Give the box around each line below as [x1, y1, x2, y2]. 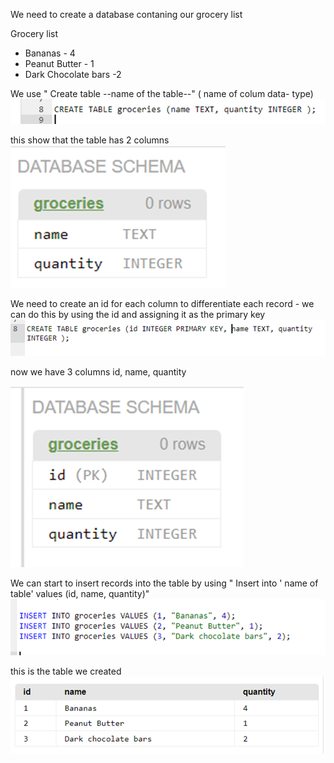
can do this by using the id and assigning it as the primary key [10, 309, 266, 320]
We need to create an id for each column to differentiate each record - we [10, 298, 315, 309]
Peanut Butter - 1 [24, 58, 95, 69]
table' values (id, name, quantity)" [10, 588, 150, 600]
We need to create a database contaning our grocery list [10, 9, 243, 20]
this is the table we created [10, 665, 122, 677]
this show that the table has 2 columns [10, 134, 170, 146]
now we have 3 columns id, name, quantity [10, 366, 187, 378]
